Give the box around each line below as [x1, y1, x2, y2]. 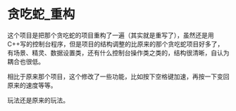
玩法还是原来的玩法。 [7, 96, 69, 104]
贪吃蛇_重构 [7, 6, 75, 22]
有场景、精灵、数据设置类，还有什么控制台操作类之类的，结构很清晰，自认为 [7, 48, 230, 57]
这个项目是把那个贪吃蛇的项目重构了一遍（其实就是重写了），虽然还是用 [7, 31, 214, 39]
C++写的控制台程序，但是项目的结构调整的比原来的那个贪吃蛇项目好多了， [7, 39, 224, 48]
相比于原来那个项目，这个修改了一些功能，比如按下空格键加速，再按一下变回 [7, 72, 230, 81]
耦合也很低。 [7, 57, 44, 65]
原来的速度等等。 [7, 81, 57, 89]
